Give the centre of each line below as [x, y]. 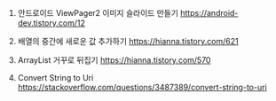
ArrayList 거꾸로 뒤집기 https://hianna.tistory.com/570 [114, 60]
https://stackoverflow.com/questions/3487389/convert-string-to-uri [142, 87]
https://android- [209, 13]
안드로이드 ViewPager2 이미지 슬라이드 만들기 [98, 13]
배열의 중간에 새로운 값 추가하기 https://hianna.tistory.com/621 [128, 41]
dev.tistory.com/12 [51, 23]
